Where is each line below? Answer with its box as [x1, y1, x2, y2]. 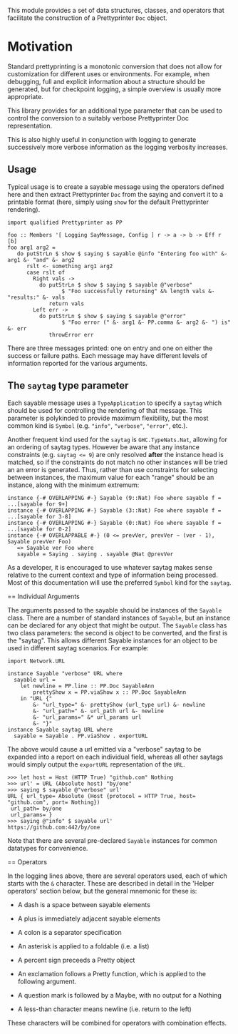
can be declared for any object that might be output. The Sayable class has [7, 620, 227, 630]
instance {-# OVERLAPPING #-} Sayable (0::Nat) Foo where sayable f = [7, 519, 222, 526]
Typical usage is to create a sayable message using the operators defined [7, 182, 224, 191]
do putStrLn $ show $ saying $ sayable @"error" [38, 312, 187, 319]
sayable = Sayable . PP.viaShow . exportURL [14, 732, 148, 739]
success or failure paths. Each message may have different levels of [7, 351, 208, 359]
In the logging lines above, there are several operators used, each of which [7, 871, 227, 880]
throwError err [48, 331, 94, 338]
